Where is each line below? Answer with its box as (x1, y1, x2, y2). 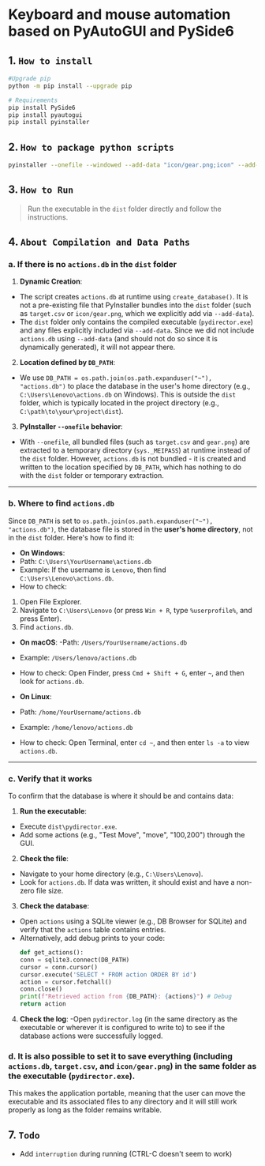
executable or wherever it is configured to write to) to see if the (19, 1023, 226, 1032)
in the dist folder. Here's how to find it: (8, 532, 135, 542)
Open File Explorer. (19, 596, 82, 606)
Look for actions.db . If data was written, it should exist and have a (19, 878, 235, 887)
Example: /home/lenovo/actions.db (19, 722, 133, 732)
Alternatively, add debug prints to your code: (19, 934, 166, 943)
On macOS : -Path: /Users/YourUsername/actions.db (19, 638, 188, 647)
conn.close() (19, 985, 63, 993)
